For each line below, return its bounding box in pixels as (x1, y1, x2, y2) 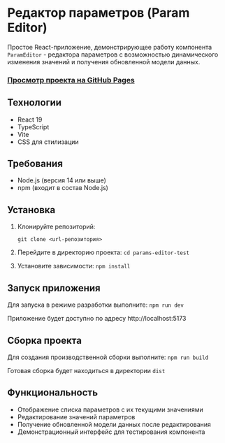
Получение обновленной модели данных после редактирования (17, 420, 212, 428)
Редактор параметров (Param (7, 5, 190, 21)
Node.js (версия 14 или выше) (17, 176, 107, 184)
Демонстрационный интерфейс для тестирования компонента (17, 428, 205, 436)
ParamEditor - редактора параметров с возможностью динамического (7, 50, 219, 59)
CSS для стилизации (17, 138, 79, 146)
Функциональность (7, 386, 99, 399)
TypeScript (17, 122, 50, 131)
